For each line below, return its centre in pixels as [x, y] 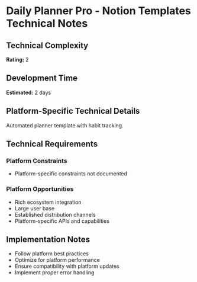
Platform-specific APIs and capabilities [62, 221]
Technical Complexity [47, 45]
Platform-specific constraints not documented [71, 174]
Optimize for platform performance [57, 260]
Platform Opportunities [40, 189]
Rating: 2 [17, 60]
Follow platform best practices [52, 254]
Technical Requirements [52, 144]
